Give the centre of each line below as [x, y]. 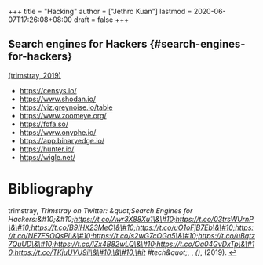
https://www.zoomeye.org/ [63, 115]
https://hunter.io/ [47, 149]
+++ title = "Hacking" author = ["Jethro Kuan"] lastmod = [100, 11]
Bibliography [51, 189]
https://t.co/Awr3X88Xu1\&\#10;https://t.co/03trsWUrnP [163, 219]
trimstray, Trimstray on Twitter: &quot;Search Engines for [100, 210]
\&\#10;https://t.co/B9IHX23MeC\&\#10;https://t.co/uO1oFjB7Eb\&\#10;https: [131, 227]
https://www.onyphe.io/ [58, 132]
